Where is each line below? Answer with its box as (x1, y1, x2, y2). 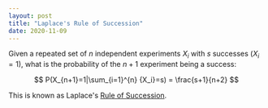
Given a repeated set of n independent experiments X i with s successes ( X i (8, 49, 260, 60)
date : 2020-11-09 (8, 27, 67, 35)
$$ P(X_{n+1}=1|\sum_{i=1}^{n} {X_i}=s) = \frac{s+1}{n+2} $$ (33, 75, 240, 85)
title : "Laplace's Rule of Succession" (8, 19, 144, 27)
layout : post (8, 11, 53, 20)
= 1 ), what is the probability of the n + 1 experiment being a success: (8, 60, 237, 69)
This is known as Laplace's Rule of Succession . (8, 90, 167, 101)
